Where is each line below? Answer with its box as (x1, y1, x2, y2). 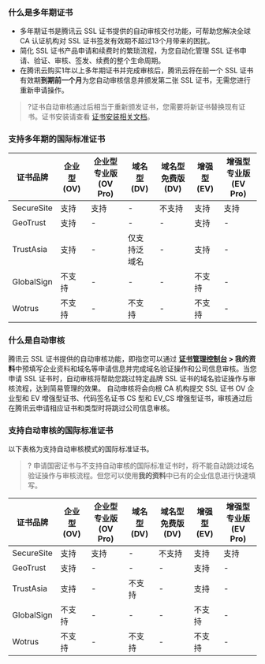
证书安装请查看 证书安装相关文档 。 (41, 112, 155, 121)
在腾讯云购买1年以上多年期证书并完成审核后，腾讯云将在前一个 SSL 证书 (19, 65, 254, 76)
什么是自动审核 (8, 335, 65, 346)
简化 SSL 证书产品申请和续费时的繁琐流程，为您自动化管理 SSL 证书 (19, 46, 241, 56)
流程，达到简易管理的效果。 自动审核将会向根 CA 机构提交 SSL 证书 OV (14, 384, 246, 393)
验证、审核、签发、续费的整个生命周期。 (33, 56, 166, 65)
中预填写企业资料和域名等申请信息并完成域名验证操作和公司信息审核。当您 (15, 364, 257, 373)
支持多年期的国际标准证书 (8, 134, 106, 145)
